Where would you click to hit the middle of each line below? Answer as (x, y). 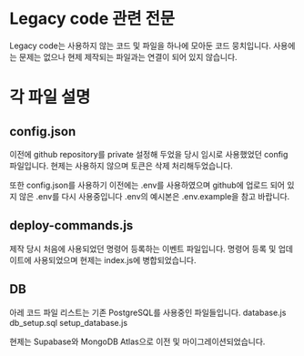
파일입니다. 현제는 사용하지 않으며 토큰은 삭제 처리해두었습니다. (122, 166)
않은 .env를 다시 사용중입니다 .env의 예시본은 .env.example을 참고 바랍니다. (154, 196)
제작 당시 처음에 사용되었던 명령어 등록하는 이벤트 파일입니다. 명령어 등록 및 (143, 249)
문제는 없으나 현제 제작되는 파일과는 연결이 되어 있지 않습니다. (128, 56)
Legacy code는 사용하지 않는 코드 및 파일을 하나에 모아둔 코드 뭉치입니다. (140, 46)
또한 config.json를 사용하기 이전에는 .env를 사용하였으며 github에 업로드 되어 (147, 185)
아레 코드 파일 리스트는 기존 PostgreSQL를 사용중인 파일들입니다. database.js (148, 312)
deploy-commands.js (71, 225)
